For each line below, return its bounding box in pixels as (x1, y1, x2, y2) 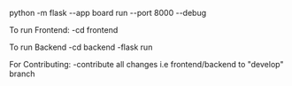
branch (9, 68, 35, 79)
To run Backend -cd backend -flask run (9, 42, 153, 52)
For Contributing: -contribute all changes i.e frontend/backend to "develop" (9, 59, 284, 69)
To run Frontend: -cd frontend (9, 25, 119, 35)
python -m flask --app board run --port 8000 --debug (9, 8, 207, 18)
